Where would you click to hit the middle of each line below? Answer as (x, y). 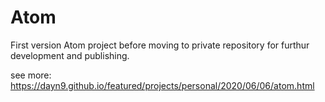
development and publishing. (70, 55)
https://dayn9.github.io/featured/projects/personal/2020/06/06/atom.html (162, 85)
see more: (31, 75)
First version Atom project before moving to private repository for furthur (160, 45)
